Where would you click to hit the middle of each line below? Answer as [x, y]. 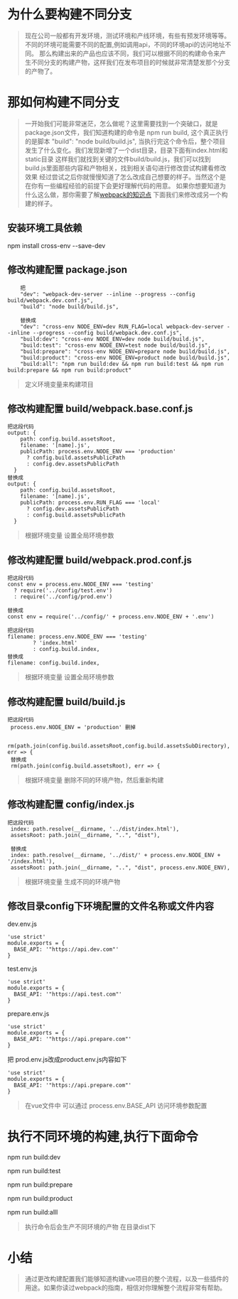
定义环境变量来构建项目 [59, 384]
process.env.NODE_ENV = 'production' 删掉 [73, 727]
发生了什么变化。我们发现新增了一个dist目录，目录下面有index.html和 [126, 150]
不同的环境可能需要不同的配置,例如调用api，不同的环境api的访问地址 [125, 44]
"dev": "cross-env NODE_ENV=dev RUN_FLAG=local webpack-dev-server [122, 327]
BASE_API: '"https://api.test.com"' [68, 994]
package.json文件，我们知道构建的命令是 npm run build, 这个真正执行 [126, 132]
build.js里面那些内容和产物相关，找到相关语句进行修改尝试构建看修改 [125, 168]
